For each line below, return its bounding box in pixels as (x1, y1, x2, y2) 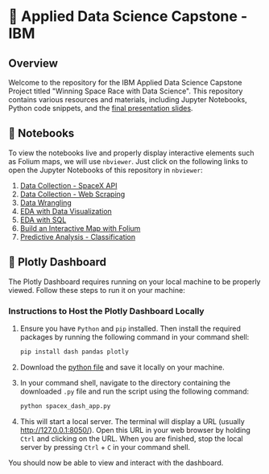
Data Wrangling (19, 197, 72, 208)
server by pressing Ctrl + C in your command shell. (19, 442, 191, 451)
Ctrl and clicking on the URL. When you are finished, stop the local (19, 434, 243, 443)
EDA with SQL (19, 215, 67, 225)
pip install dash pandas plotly (19, 348, 129, 356)
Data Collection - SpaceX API (19, 180, 118, 190)
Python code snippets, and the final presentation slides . (8, 104, 193, 113)
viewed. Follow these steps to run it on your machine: (8, 285, 185, 295)
